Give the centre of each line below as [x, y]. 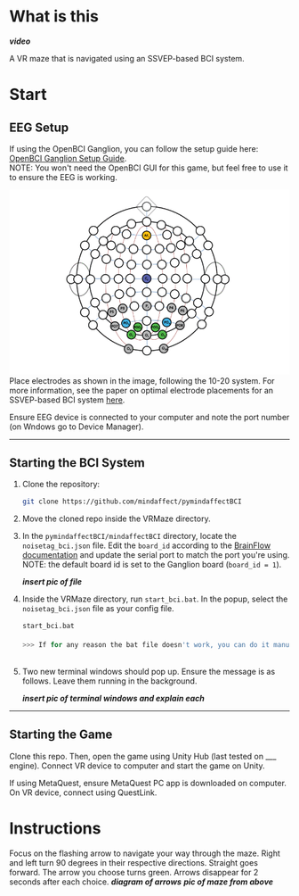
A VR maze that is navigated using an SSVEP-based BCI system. [127, 58]
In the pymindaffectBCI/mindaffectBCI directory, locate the [129, 536]
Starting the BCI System [77, 463]
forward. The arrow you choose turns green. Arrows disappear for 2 [134, 872]
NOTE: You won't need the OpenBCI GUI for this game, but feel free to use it [149, 168]
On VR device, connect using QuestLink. [83, 792]
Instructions [55, 828]
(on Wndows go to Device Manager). [77, 427]
